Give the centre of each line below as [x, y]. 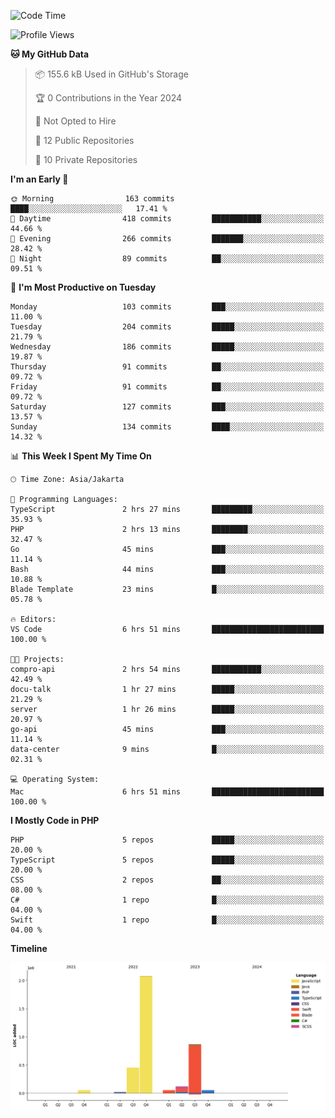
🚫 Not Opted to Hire [75, 121]
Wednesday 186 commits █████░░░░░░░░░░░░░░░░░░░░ [167, 347]
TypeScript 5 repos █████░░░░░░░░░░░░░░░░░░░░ [167, 860]
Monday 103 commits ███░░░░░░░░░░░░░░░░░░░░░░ [167, 307]
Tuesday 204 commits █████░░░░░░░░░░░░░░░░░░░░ [167, 327]
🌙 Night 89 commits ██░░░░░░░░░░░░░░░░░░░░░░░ [167, 259]
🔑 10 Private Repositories [86, 159]
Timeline [29, 948]
